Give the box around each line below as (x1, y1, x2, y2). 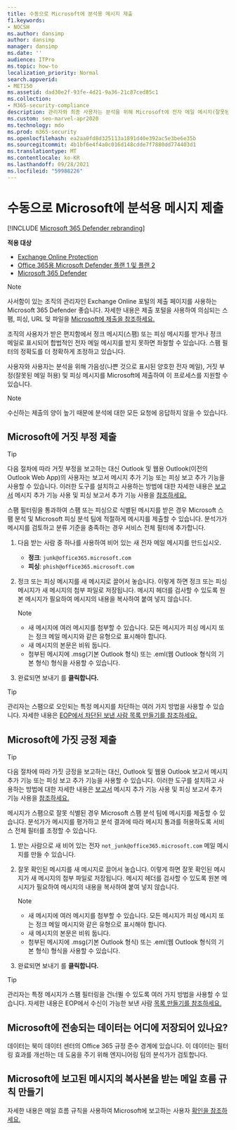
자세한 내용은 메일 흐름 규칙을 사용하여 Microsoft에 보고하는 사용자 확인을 (7, 1106, 209, 1115)
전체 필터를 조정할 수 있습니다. (14, 826, 98, 835)
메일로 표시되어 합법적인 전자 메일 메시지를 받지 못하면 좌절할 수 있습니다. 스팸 (7, 338, 221, 347)
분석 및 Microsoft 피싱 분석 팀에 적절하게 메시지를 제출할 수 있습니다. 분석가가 (14, 515, 228, 523)
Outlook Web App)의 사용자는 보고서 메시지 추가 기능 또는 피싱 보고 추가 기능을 (7, 473, 225, 482)
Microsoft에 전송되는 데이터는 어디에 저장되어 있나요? (7, 1022, 228, 1033)
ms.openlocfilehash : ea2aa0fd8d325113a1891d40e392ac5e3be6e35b (7, 135, 197, 142)
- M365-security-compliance (7, 102, 90, 109)
